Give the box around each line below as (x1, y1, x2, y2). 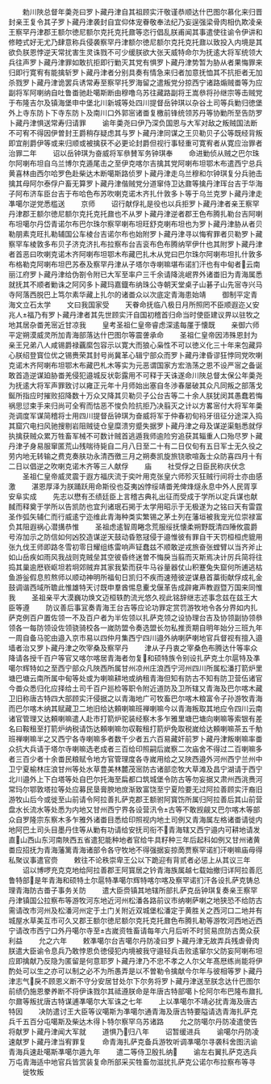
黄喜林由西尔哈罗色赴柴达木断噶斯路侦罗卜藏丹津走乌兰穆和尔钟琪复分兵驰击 (8, 169, 263, 178)
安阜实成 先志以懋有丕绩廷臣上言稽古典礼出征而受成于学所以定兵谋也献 (8, 492, 258, 501)
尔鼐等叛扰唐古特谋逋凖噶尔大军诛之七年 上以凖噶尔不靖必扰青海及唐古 (8, 997, 258, 1006)
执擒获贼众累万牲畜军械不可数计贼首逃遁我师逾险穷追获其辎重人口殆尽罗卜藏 (8, 431, 263, 440)
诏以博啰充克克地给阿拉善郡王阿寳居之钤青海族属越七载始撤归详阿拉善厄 (22, 865, 263, 875)
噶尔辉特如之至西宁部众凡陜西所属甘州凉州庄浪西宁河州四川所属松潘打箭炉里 (8, 663, 263, 673)
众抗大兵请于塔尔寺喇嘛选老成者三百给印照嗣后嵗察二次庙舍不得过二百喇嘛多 (8, 744, 263, 754)
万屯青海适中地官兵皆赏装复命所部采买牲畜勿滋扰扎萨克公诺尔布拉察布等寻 (8, 1057, 256, 1066)
